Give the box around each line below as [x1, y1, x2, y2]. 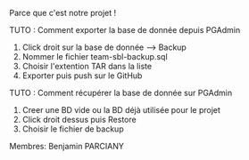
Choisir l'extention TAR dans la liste [21, 61, 153, 71]
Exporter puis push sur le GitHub [21, 70, 143, 81]
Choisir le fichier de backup [21, 124, 124, 134]
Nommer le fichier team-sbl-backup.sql [21, 52, 168, 61]
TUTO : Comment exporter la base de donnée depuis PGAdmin [9, 25, 241, 35]
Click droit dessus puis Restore [21, 115, 137, 124]
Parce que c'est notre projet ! [9, 8, 117, 18]
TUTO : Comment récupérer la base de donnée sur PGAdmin [9, 88, 233, 98]
